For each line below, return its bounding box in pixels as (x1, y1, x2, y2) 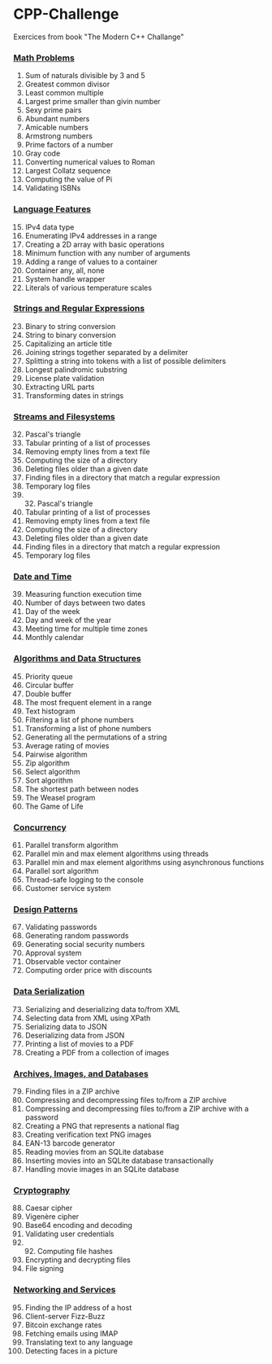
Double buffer (24, 689, 72, 699)
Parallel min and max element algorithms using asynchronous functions (24, 857, 265, 867)
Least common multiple (24, 88, 104, 98)
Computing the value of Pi (24, 174, 113, 184)
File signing (24, 1264, 64, 1274)
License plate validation (24, 373, 105, 383)
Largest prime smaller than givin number (24, 97, 161, 107)
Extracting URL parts (24, 382, 95, 392)
